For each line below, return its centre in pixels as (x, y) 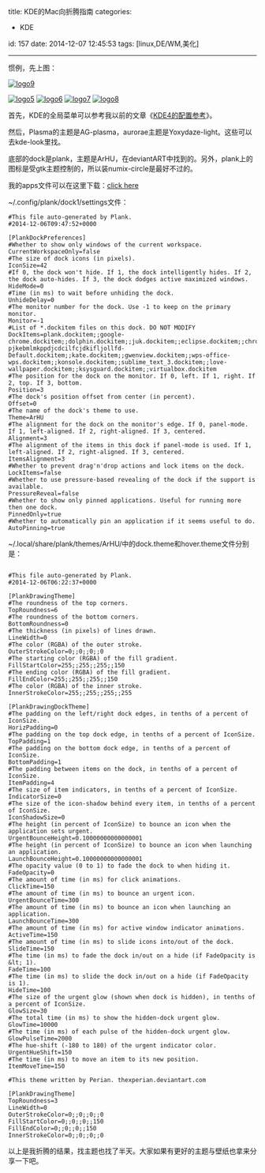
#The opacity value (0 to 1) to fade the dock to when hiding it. (119, 866)
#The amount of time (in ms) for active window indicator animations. (127, 928)
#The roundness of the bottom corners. (74, 617)
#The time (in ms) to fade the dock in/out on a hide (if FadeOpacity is (132, 956)
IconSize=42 (28, 265)
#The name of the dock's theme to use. (74, 411)
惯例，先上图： (32, 68)
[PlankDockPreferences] (47, 238)
